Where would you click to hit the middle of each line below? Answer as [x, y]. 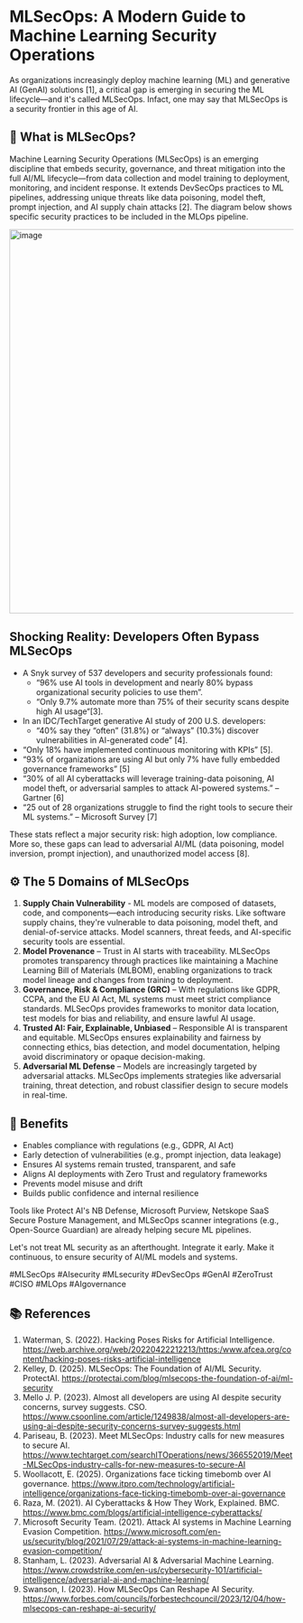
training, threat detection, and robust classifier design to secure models [155, 1086]
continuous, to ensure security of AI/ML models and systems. [124, 1257]
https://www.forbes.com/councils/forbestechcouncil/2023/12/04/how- [154, 1599]
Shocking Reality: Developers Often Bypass [134, 637]
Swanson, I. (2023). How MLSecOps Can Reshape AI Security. [138, 1589]
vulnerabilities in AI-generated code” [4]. [111, 740]
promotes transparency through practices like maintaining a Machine [150, 961]
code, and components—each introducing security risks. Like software [154, 913]
